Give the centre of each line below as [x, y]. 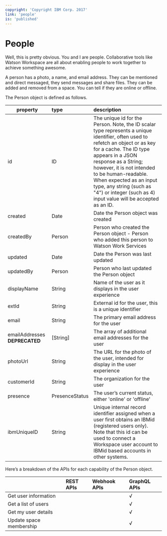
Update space [24, 520]
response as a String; [118, 162]
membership [22, 527]
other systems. [111, 457]
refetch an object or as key [125, 143]
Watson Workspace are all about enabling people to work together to [76, 63]
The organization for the [122, 379]
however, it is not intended [125, 168]
